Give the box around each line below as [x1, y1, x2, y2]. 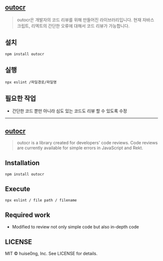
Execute [5, 185, 31, 193]
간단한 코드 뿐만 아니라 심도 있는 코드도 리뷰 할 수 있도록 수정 [12, 108, 127, 114]
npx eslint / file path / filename [5, 198, 77, 202]
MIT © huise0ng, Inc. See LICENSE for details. [5, 251, 98, 257]
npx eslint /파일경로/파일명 [5, 80, 57, 85]
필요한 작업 [5, 94, 36, 103]
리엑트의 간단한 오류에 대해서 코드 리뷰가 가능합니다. [31, 23, 130, 29]
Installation [5, 159, 40, 167]
